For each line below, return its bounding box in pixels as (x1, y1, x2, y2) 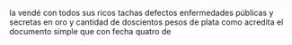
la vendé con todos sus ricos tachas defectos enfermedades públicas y (9, 8, 274, 18)
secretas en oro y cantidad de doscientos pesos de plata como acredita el (9, 17, 284, 27)
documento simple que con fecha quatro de (9, 26, 172, 36)
